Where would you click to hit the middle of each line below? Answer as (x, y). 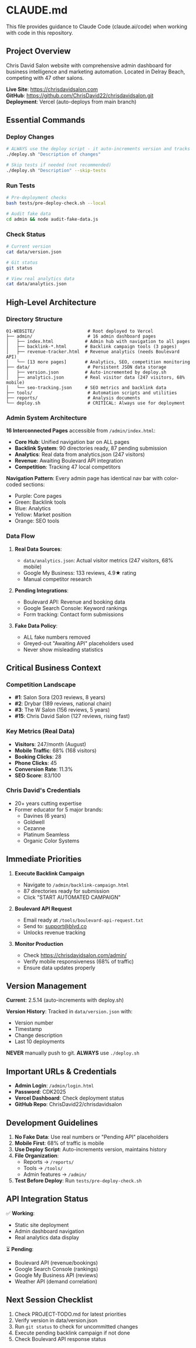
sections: (34, 484)
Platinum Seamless (46, 834)
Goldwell (34, 822)
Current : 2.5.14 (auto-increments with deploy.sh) (65, 1000)
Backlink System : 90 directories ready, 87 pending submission (91, 448)
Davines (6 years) (45, 815)
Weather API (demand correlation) (56, 1281)
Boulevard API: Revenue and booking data (74, 602)
